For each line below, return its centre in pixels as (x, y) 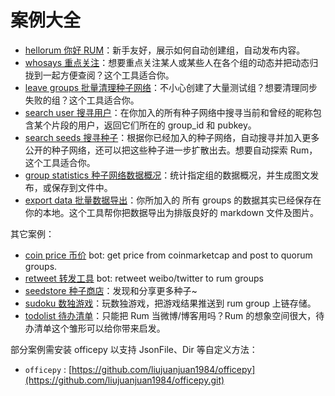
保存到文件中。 (82, 187)
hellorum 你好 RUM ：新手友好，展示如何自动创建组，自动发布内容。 (165, 50)
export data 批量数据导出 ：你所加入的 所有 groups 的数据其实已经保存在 (173, 200)
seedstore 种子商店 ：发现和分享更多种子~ (111, 290)
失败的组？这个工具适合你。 (82, 100)
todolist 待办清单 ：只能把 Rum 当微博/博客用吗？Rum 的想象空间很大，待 (174, 315)
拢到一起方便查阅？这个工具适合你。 (99, 75)
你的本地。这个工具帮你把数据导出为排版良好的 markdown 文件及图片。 (172, 212)
